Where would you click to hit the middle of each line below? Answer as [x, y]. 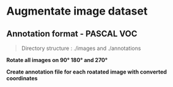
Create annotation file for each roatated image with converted [86, 72]
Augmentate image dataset [77, 11]
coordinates [22, 78]
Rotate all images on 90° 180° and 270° [57, 60]
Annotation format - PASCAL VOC [72, 34]
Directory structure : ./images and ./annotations [81, 48]
